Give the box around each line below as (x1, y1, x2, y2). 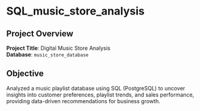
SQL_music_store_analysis (6, 4, 145, 18)
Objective (6, 69, 44, 79)
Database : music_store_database (6, 51, 89, 58)
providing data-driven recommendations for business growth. (6, 97, 160, 104)
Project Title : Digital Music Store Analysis (6, 44, 111, 52)
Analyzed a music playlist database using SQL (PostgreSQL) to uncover (6, 84, 185, 92)
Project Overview (6, 29, 74, 39)
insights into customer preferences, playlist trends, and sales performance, (6, 91, 195, 98)
